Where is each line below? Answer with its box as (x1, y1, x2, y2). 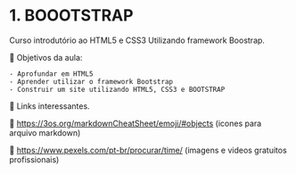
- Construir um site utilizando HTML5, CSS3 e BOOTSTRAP (9, 85, 226, 94)
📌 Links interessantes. (9, 100, 91, 112)
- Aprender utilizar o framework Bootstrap (9, 77, 174, 86)
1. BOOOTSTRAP (9, 5, 134, 26)
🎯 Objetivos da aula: (9, 52, 83, 62)
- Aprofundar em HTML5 (9, 69, 94, 79)
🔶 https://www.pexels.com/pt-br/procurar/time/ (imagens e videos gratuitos (9, 145, 287, 155)
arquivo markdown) (9, 127, 81, 138)
